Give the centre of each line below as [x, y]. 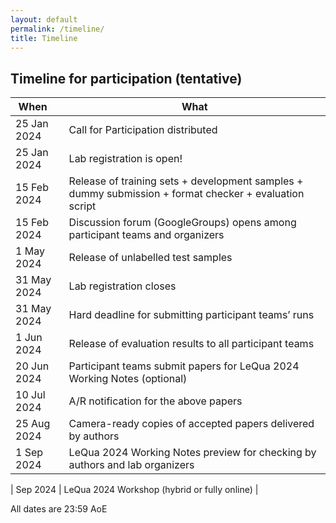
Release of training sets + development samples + [186, 181]
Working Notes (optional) [128, 379]
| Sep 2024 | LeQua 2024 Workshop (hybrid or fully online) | [134, 490]
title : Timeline [44, 38]
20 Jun [32, 366]
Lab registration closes [122, 286]
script [82, 206]
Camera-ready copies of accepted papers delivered [191, 424]
